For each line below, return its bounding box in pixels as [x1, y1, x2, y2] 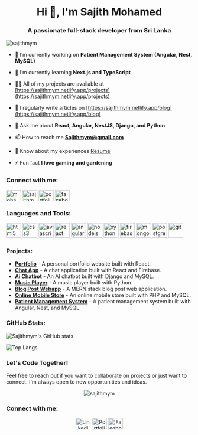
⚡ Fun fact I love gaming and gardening [14, 159, 112, 166]
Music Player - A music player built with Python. [14, 279, 133, 286]
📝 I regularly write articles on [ [14, 104, 89, 112]
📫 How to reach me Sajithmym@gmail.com [14, 134, 124, 141]
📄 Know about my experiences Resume [14, 148, 111, 155]
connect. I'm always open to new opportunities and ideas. [6, 378, 147, 385]
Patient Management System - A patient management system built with [14, 298, 191, 305]
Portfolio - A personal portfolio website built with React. [14, 260, 151, 267]
